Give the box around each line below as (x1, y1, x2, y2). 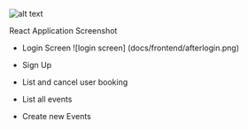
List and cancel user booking (21, 77, 128, 87)
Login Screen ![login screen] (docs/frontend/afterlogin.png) (21, 42, 240, 53)
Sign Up (21, 60, 51, 70)
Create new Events (21, 111, 91, 121)
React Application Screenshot (9, 26, 118, 35)
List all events (21, 94, 73, 104)
